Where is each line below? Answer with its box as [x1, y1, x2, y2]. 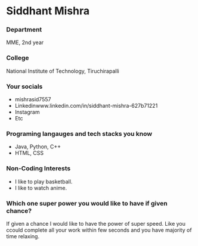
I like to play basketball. [14, 178, 73, 185]
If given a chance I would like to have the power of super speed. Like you [6, 220, 186, 227]
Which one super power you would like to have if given [6, 199, 168, 207]
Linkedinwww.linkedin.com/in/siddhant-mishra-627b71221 [14, 102, 158, 110]
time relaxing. [6, 232, 40, 239]
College [6, 54, 29, 62]
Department [6, 26, 42, 34]
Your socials [6, 82, 43, 91]
